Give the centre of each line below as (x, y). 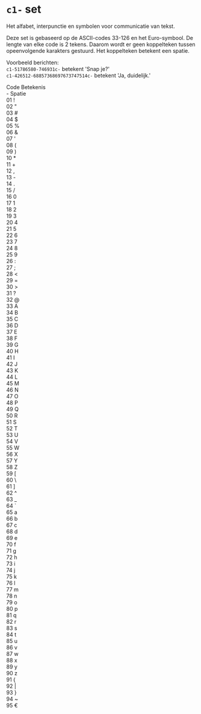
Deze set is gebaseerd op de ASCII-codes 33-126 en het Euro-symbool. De (100, 38)
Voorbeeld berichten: (33, 62)
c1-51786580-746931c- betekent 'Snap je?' (58, 68)
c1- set (24, 9)
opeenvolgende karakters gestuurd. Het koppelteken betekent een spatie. (98, 50)
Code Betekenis (26, 87)
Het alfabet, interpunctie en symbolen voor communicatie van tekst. (91, 26)
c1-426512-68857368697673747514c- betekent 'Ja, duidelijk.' (78, 75)
